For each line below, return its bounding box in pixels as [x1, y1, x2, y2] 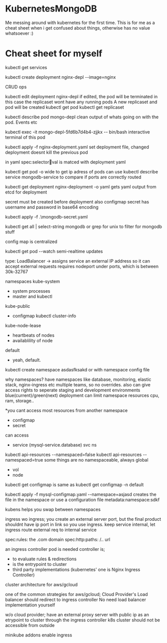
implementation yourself [5, 602, 55, 608]
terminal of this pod [5, 134, 45, 140]
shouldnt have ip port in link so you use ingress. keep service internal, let [5, 521, 155, 527]
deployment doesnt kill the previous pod [5, 149, 88, 155]
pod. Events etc [5, 119, 37, 125]
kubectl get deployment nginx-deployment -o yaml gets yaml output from [5, 183, 156, 189]
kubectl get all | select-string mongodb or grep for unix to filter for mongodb [5, 224, 162, 230]
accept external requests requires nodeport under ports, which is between [5, 263, 159, 269]
